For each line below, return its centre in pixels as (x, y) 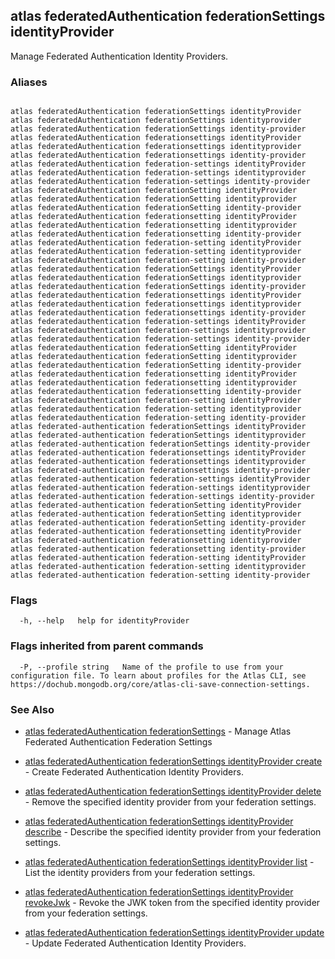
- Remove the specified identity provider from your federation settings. (170, 802)
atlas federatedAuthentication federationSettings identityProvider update (174, 932)
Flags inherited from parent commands (107, 646)
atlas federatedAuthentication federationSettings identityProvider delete (173, 791)
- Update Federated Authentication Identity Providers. (135, 943)
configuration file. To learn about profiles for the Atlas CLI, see (158, 675)
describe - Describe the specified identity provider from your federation (173, 832)
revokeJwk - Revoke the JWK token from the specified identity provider (172, 902)
